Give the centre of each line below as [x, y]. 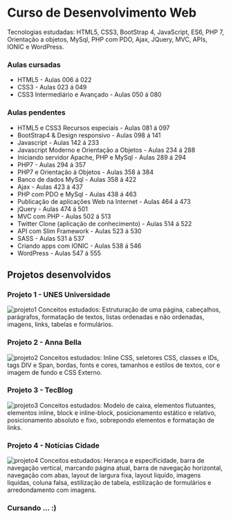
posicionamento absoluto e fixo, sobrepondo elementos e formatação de [111, 420]
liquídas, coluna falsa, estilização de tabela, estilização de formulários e [109, 483]
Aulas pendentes [36, 112]
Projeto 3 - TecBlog [40, 390]
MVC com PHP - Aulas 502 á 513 [64, 216]
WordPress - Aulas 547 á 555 [59, 253]
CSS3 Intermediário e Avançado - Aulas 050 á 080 [89, 94]
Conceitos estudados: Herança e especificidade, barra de [122, 461]
